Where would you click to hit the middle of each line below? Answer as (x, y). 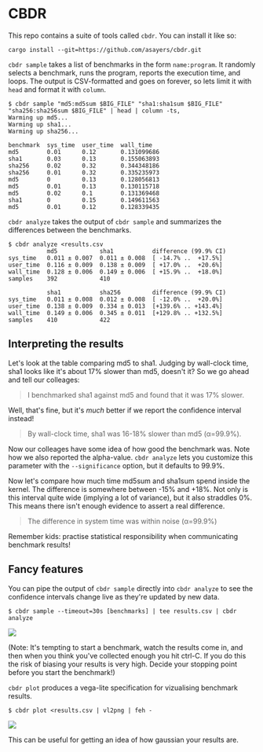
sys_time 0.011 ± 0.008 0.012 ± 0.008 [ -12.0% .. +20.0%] (115, 299)
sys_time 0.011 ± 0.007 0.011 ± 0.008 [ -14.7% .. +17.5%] (115, 258)
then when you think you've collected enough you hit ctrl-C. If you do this (127, 655)
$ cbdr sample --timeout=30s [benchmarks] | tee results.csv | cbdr (122, 611)
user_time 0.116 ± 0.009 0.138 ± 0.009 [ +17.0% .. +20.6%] (115, 265)
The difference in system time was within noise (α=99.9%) (122, 521)
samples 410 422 (59, 320)
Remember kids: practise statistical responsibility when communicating (123, 536)
